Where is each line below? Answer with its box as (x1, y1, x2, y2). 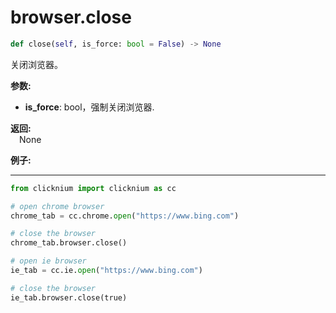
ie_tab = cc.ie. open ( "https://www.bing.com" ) (10, 266, 203, 276)
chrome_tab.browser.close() (10, 238, 128, 248)
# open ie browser (10, 256, 87, 266)
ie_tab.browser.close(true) (10, 292, 128, 303)
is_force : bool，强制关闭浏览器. (24, 101, 155, 113)
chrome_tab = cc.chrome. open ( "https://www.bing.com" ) (10, 211, 240, 221)
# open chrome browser (10, 201, 105, 211)
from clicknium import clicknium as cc (10, 183, 177, 193)
